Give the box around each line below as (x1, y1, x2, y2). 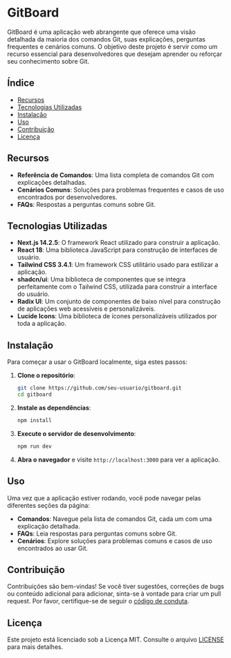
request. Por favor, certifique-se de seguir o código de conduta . (7, 597, 190, 605)
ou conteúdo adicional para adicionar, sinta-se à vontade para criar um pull (7, 590, 221, 598)
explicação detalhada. (17, 522, 81, 530)
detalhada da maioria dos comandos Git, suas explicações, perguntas (7, 35, 206, 43)
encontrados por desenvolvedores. (17, 192, 118, 201)
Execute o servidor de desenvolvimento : (17, 429, 136, 437)
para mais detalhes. (7, 643, 64, 651)
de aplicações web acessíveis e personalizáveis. (17, 304, 156, 313)
